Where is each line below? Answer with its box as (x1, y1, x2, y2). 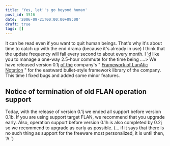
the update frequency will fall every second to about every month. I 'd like (5, 51, 160, 57)
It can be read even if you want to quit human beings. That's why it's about (5, 40, 162, 46)
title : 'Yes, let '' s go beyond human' (5, 7, 88, 13)
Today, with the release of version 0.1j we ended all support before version (5, 108, 161, 115)
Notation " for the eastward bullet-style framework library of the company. (5, 67, 161, 74)
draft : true (5, 21, 31, 27)
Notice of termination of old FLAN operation (5, 87, 147, 96)
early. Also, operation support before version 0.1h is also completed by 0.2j (5, 119, 162, 125)
